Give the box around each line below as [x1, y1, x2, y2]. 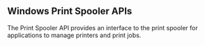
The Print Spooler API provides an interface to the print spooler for [7, 23, 198, 32]
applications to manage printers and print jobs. [7, 31, 142, 39]
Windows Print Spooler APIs [7, 5, 132, 17]
